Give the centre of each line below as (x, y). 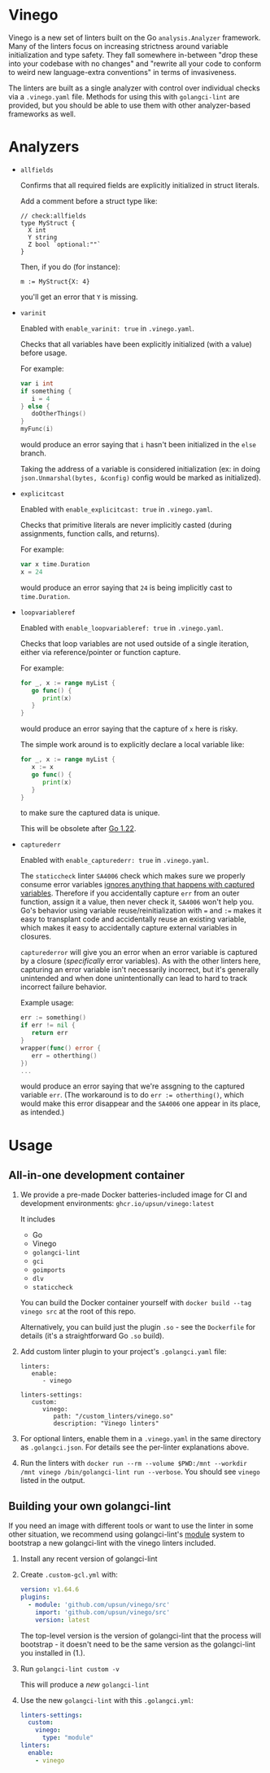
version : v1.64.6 (50, 1590)
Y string (43, 237)
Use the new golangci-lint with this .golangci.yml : (107, 1700)
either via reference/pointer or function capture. (100, 652)
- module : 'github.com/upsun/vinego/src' (99, 1604)
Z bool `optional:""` (65, 244)
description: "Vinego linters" (106, 1423)
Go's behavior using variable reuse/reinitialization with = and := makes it (141, 911)
